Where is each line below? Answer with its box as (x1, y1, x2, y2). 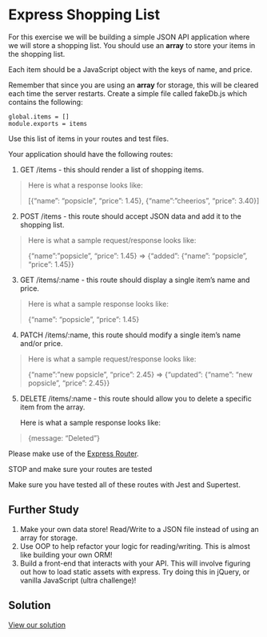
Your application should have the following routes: (8, 149, 173, 159)
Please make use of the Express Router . (8, 449, 139, 458)
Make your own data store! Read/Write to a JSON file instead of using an (19, 524, 260, 534)
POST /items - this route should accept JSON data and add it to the (19, 211, 241, 221)
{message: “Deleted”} (27, 433, 100, 442)
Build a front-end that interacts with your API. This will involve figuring (19, 558, 251, 568)
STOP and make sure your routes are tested (8, 464, 153, 474)
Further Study (8, 503, 80, 517)
